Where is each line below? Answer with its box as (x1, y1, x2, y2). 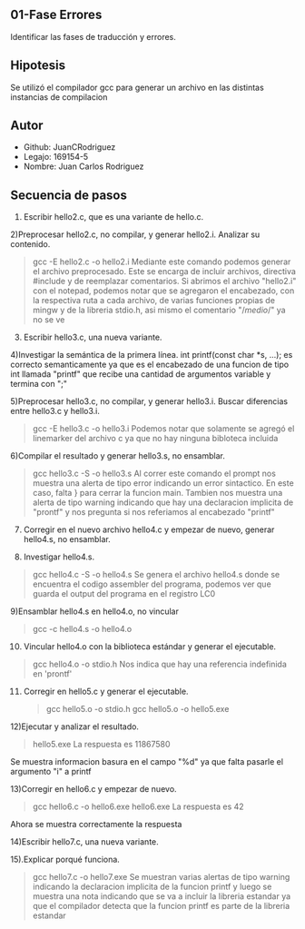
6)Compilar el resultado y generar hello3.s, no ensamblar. (10, 450, 225, 461)
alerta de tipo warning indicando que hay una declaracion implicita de (32, 497, 294, 508)
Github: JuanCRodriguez (23, 142, 116, 153)
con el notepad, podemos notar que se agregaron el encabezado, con (32, 285, 295, 296)
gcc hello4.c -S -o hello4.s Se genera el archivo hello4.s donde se (32, 569, 280, 580)
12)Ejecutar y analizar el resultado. (10, 721, 140, 732)
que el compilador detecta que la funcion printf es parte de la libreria (32, 901, 290, 912)
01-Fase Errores (10, 7, 103, 23)
